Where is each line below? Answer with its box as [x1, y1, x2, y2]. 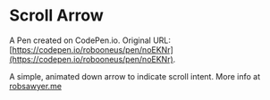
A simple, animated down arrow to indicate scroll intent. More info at [9, 71, 261, 81]
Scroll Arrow [9, 5, 105, 26]
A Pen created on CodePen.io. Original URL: [9, 35, 172, 46]
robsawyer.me [9, 80, 63, 91]
